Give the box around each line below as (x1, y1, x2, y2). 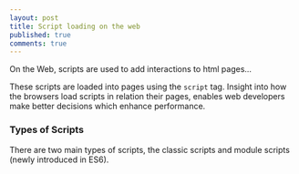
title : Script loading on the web (9, 22, 141, 31)
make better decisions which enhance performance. (9, 101, 206, 112)
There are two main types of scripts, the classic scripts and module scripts (9, 144, 290, 155)
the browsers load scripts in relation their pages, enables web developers (9, 91, 285, 102)
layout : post (9, 13, 59, 23)
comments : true (9, 38, 67, 48)
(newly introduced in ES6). (9, 154, 109, 165)
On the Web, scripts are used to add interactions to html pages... (9, 64, 253, 75)
